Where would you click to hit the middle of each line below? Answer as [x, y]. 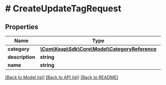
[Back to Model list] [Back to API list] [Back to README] [62, 77]
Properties [22, 27]
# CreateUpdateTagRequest [63, 9]
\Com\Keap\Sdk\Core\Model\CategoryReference [98, 49]
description [21, 57]
